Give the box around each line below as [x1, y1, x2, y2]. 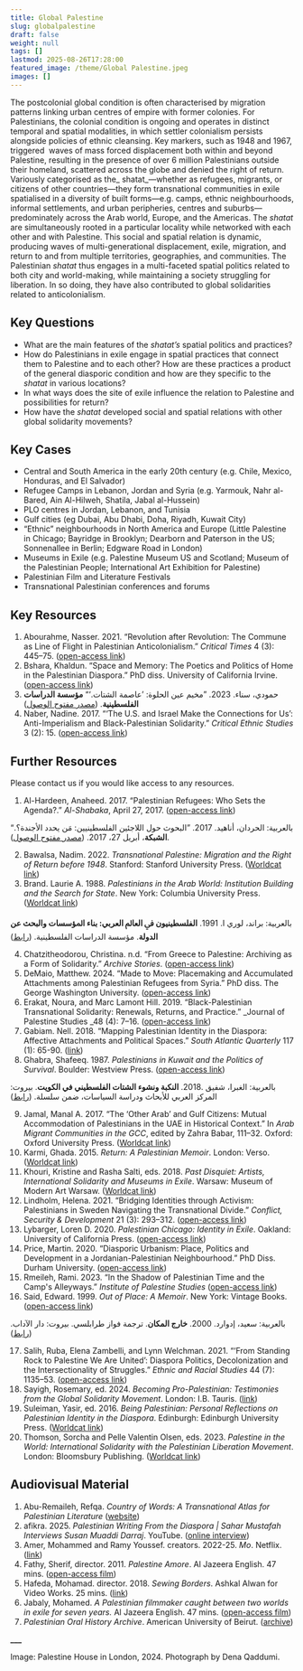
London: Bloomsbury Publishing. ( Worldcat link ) [23, 1451, 201, 1461]
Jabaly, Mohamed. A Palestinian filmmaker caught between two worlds [23, 1597, 289, 1608]
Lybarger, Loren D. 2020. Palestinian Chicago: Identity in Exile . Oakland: [23, 1224, 291, 1234]
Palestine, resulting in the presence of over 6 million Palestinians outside [10, 155, 280, 165]
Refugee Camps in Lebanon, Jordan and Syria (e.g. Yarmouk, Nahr [23, 485, 271, 496]
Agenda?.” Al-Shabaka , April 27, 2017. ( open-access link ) [23, 805, 236, 815]
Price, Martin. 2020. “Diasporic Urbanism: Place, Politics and [23, 1244, 249, 1253]
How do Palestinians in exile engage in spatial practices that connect [23, 349, 279, 360]
